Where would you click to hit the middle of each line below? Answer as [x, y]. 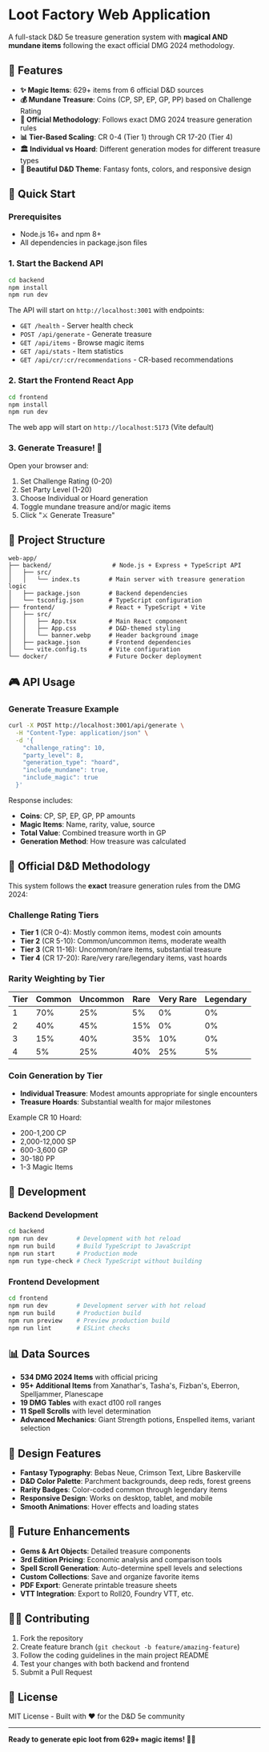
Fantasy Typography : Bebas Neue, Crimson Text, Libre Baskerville [130, 1473]
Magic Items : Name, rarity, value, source [87, 824]
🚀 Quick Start [42, 194]
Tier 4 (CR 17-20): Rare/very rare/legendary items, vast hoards [123, 958]
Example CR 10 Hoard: [45, 1117]
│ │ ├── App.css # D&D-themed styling [94, 629]
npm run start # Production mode [73, 1253]
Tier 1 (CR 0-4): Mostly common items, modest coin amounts [120, 932]
